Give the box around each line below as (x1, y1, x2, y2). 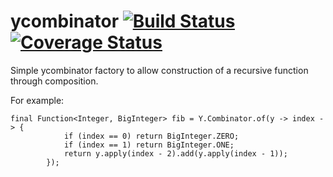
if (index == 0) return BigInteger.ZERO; (63, 131, 240, 141)
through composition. (10, 75, 99, 87)
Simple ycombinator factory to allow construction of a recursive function (10, 64, 309, 76)
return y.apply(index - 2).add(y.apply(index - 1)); (63, 148, 288, 159)
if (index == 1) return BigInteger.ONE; (63, 140, 235, 150)
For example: (10, 94, 65, 106)
